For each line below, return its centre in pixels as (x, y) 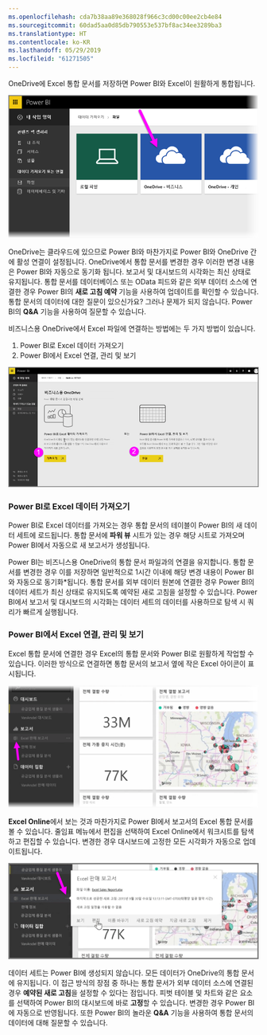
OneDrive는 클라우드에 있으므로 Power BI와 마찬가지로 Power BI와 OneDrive (128, 252)
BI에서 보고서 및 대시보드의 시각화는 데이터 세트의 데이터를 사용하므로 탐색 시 (127, 602)
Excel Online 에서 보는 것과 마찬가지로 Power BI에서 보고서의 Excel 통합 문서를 (131, 821)
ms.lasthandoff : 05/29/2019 (55, 51)
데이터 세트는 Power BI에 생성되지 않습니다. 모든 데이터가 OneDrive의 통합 (124, 973)
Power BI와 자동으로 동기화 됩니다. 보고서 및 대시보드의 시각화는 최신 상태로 (134, 272)
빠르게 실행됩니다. (50, 612)
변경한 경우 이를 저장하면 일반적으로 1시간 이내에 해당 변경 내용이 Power (134, 572)
